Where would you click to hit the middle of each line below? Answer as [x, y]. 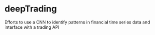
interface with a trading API [32, 27]
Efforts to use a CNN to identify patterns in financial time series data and [77, 22]
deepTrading [31, 9]
